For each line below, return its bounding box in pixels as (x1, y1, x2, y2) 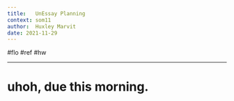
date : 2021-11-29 (7, 29, 58, 37)
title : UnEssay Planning (7, 10, 86, 17)
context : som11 (7, 17, 52, 24)
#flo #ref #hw (7, 48, 47, 57)
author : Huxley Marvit (7, 23, 77, 30)
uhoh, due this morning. (7, 79, 149, 95)
